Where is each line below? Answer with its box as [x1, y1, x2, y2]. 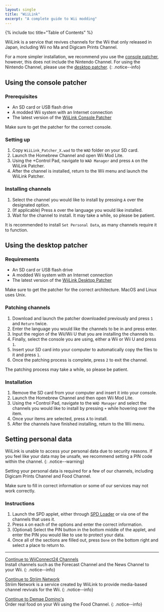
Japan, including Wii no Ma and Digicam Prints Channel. [5, 45, 118, 50]
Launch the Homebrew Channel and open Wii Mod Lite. [12, 153, 123, 159]
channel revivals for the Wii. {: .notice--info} [5, 587, 94, 592]
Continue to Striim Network [5, 576, 60, 582]
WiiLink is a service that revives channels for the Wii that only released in [5, 39, 152, 45]
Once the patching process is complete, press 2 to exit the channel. [12, 357, 148, 363]
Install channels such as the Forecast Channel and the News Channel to [5, 562, 149, 567]
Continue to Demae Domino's [5, 596, 64, 602]
